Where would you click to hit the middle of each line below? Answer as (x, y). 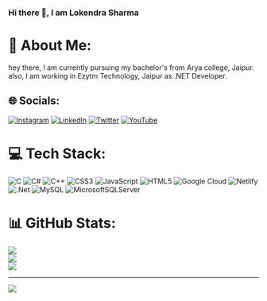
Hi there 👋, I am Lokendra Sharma (74, 13)
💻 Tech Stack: (57, 153)
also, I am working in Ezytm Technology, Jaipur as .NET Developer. (118, 75)
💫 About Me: (50, 46)
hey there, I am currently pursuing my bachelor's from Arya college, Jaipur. (131, 68)
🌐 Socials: (34, 101)
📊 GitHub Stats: (62, 223)
